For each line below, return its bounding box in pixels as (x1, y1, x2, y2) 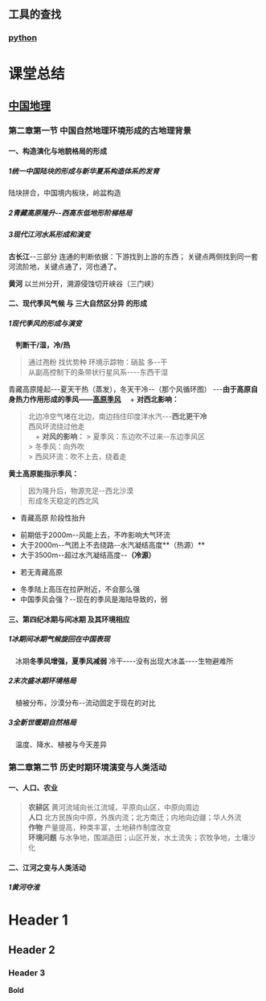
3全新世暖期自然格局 (8, 718, 77, 728)
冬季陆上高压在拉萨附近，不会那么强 (19, 585, 141, 594)
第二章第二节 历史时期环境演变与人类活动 (8, 761, 167, 773)
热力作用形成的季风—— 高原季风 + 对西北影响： (14, 395, 179, 404)
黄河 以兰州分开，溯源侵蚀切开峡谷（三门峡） (8, 278, 158, 288)
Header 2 (8, 943, 56, 957)
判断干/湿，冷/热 (15, 340, 71, 350)
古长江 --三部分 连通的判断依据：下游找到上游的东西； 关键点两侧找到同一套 (8, 252, 259, 261)
